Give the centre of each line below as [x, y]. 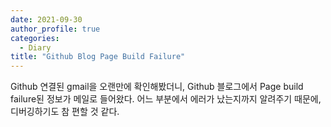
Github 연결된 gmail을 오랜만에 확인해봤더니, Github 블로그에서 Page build [157, 87]
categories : [35, 38]
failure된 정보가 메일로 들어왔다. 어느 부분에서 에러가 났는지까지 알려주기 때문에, [166, 99]
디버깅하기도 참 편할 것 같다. [65, 112]
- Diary [35, 47]
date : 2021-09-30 [46, 19]
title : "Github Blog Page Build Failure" [98, 57]
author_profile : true [55, 29]
